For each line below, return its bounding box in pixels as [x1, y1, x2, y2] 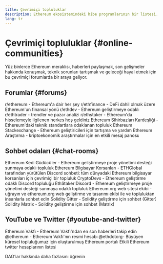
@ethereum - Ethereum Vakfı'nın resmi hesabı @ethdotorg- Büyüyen [5, 233, 143, 240]
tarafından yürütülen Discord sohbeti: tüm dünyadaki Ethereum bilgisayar [5, 170, 152, 176]
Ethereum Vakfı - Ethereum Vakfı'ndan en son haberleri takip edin [5, 228, 137, 234]
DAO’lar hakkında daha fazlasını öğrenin [5, 253, 85, 259]
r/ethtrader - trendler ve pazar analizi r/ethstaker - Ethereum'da [5, 112, 133, 118]
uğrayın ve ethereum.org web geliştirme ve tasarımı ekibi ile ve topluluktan [5, 191, 155, 197]
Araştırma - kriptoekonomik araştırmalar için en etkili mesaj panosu [5, 132, 140, 138]
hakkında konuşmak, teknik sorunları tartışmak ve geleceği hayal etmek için [5, 69, 157, 75]
